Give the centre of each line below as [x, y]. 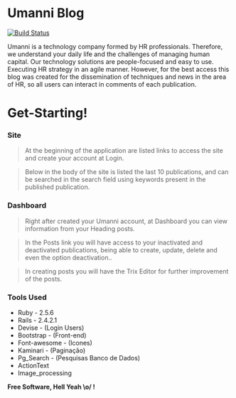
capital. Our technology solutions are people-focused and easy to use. [111, 61]
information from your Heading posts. [80, 228]
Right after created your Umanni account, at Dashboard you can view [126, 221]
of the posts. [43, 279]
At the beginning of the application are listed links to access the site [124, 151]
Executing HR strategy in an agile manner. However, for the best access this [118, 69]
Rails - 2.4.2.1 [37, 321]
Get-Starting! [47, 113]
